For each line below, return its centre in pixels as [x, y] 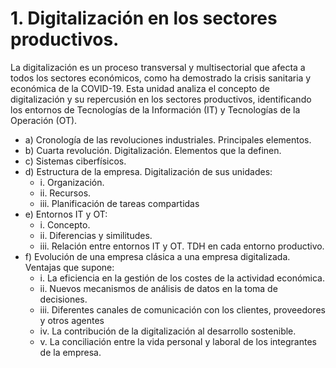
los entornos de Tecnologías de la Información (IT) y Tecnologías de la [155, 109]
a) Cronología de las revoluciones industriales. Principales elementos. [168, 139]
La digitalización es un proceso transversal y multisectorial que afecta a [158, 67]
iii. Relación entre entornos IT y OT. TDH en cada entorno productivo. [182, 246]
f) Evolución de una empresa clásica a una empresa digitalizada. [157, 256]
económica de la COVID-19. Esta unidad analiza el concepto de [140, 88]
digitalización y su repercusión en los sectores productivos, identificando [161, 99]
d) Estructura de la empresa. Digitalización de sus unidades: [148, 171]
